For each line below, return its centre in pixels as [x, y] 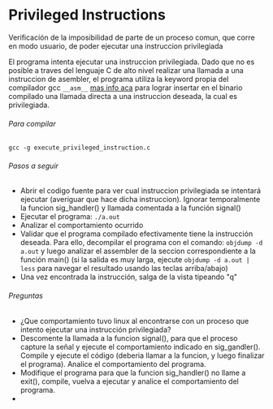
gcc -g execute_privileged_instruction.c [80, 148]
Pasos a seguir [34, 166]
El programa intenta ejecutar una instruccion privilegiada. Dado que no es [132, 62]
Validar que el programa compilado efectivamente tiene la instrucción [136, 234]
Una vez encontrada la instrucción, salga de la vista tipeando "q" [129, 277]
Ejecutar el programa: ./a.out [70, 217]
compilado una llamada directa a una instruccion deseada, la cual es [123, 96]
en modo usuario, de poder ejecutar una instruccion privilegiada [116, 45]
